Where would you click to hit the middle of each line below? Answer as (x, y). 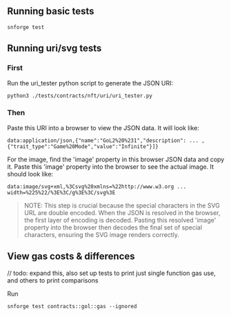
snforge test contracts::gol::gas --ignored (72, 306)
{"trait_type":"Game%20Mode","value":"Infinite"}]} (83, 146)
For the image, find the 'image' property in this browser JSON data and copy (116, 159)
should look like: (30, 174)
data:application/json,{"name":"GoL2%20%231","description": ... (103, 141)
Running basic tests (51, 11)
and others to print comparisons (53, 280)
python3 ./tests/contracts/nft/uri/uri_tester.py (80, 96)
